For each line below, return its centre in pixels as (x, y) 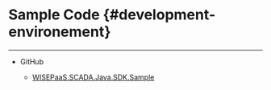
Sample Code (54, 15)
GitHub (32, 61)
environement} (60, 32)
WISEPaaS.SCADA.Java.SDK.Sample (93, 77)
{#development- (159, 15)
